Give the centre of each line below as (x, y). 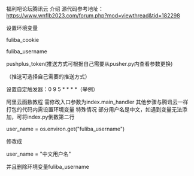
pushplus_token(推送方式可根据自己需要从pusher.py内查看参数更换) (90, 64)
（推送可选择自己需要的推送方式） (48, 76)
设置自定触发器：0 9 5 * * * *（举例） (52, 89)
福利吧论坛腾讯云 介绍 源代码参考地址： (55, 9)
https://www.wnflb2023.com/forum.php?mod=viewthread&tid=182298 (93, 16)
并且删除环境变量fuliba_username (48, 167)
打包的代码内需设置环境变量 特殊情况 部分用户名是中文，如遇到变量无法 (94, 109)
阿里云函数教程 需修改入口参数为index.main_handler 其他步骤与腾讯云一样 (97, 102)
